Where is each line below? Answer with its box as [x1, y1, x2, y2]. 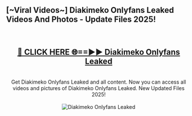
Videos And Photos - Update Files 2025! [6, 15, 156, 25]
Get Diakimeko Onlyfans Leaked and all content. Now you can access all [11, 78, 186, 85]
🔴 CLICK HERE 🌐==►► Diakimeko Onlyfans [17, 47, 180, 57]
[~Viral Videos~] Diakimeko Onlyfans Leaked [6, 5, 174, 15]
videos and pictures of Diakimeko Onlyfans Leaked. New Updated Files [12, 84, 185, 91]
